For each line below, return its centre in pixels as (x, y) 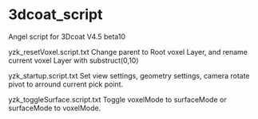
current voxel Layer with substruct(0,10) (73, 60)
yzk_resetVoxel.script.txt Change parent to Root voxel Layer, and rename (128, 52)
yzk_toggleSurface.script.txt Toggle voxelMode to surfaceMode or (117, 99)
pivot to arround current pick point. (66, 84)
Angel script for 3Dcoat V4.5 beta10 (67, 36)
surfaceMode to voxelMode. (55, 108)
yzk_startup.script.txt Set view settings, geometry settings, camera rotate (129, 75)
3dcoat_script (56, 15)
